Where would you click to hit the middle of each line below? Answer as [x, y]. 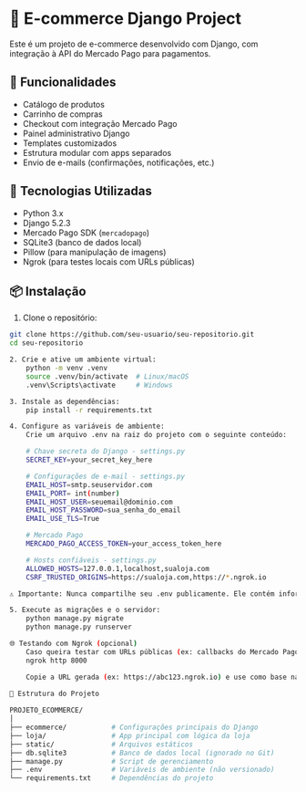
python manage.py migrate [75, 619]
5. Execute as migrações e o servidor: [85, 610]
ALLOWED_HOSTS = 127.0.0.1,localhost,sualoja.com [117, 568]
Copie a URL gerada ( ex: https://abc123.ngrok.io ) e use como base [156, 677]
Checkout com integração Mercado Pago [100, 123]
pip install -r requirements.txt [89, 410]
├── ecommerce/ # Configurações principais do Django [134, 727]
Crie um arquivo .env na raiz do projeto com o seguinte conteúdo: [156, 435]
